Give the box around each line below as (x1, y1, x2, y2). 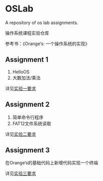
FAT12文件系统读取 (12, 120, 51, 126)
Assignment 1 (5, 56, 48, 64)
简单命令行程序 (12, 114, 43, 120)
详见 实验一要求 (5, 85, 36, 91)
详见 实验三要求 (5, 170, 36, 176)
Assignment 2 (5, 100, 50, 109)
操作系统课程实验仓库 (5, 30, 49, 36)
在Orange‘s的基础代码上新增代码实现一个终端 (5, 160, 98, 166)
